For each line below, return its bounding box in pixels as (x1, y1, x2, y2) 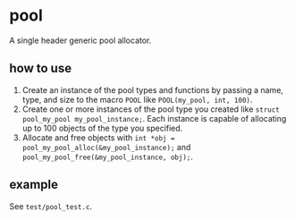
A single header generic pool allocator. (9, 35, 152, 46)
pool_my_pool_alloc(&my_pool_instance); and (21, 141, 191, 152)
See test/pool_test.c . (9, 200, 92, 211)
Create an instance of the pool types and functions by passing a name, (21, 84, 284, 95)
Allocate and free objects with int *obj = (21, 131, 175, 143)
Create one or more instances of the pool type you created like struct (21, 104, 280, 114)
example (9, 177, 59, 192)
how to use (9, 61, 72, 76)
